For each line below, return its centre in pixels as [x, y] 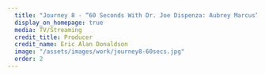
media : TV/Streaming [48, 30]
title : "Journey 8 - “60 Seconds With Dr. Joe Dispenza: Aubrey [123, 15]
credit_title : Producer [53, 37]
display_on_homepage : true [59, 23]
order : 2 [29, 59]
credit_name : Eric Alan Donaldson [71, 45]
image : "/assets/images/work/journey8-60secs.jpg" [100, 52]
